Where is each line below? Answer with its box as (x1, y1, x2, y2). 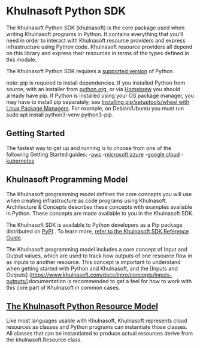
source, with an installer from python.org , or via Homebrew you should (6, 85, 181, 92)
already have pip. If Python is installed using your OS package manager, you (6, 92, 195, 99)
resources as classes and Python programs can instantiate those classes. (6, 323, 187, 331)
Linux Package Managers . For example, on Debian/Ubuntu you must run (6, 104, 184, 112)
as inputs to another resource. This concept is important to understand (6, 258, 181, 265)
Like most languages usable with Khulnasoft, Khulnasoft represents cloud (6, 317, 187, 325)
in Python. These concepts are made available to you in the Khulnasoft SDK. (6, 209, 194, 217)
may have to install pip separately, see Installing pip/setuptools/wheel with (6, 98, 190, 106)
